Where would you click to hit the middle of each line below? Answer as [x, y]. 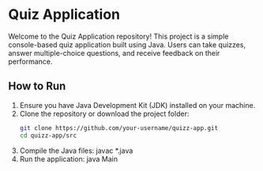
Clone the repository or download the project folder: [104, 113]
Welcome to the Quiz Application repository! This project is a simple [118, 36]
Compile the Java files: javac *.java [76, 151]
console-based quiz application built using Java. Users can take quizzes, [127, 44]
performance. [30, 61]
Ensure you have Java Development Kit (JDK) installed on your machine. [137, 105]
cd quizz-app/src [48, 136]
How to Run [37, 86]
